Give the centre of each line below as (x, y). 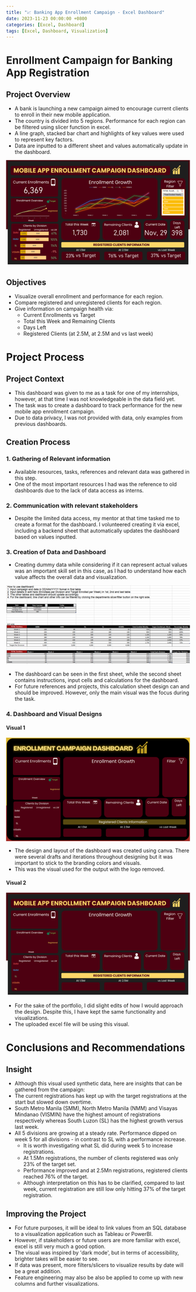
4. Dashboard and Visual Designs (54, 714)
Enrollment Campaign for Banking (90, 61)
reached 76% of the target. (56, 1177)
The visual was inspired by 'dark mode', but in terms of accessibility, (97, 1252)
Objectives (26, 282)
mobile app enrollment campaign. (55, 411)
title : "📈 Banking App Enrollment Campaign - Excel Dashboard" (85, 12)
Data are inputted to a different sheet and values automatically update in (101, 146)
